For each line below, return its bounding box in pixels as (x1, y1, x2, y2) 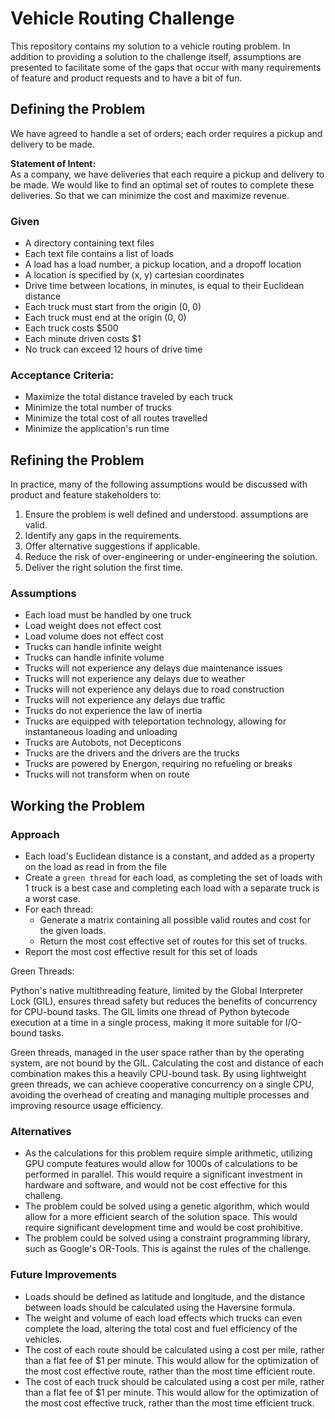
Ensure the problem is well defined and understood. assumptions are (24, 508, 309, 521)
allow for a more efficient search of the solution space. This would (24, 1211, 298, 1223)
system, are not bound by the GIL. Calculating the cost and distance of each (10, 1057, 324, 1069)
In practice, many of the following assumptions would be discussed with (10, 478, 308, 491)
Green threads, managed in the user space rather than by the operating (10, 1047, 305, 1059)
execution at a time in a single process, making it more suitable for (10, 1017, 283, 1029)
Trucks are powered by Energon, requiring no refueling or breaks (24, 758, 293, 770)
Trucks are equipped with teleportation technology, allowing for (24, 715, 287, 727)
